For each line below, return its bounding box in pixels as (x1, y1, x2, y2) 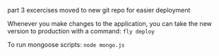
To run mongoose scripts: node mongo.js (7, 41, 125, 48)
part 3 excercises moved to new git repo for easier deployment (7, 6, 191, 14)
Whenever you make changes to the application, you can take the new (7, 20, 212, 27)
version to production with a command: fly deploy (7, 27, 155, 35)
